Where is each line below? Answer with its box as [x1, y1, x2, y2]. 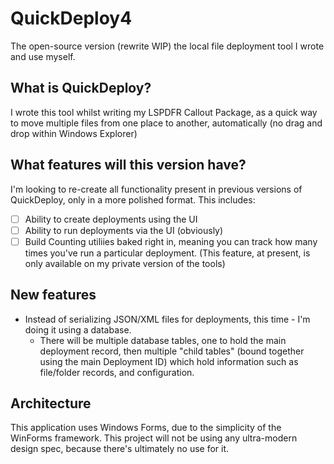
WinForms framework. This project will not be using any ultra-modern [10, 432, 298, 444]
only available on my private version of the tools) [24, 257, 226, 269]
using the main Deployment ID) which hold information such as [39, 355, 299, 367]
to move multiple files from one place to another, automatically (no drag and [10, 117, 323, 129]
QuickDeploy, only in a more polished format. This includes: [10, 193, 256, 206]
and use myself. [10, 50, 76, 62]
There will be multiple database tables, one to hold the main [39, 334, 287, 346]
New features [10, 287, 97, 304]
